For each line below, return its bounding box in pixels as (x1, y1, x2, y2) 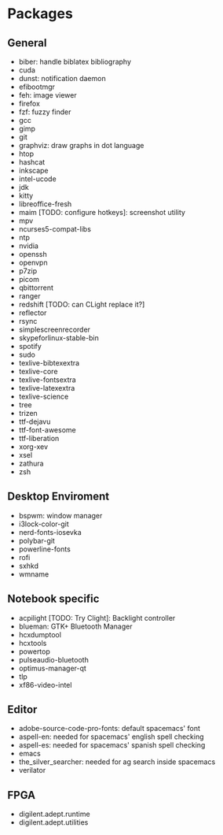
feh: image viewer (18, 91, 77, 99)
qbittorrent (18, 283, 54, 292)
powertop (18, 647, 50, 656)
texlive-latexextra (18, 384, 75, 392)
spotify (18, 342, 42, 351)
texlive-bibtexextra (18, 358, 80, 367)
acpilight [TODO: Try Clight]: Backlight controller (18, 613, 176, 622)
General (7, 36, 48, 50)
